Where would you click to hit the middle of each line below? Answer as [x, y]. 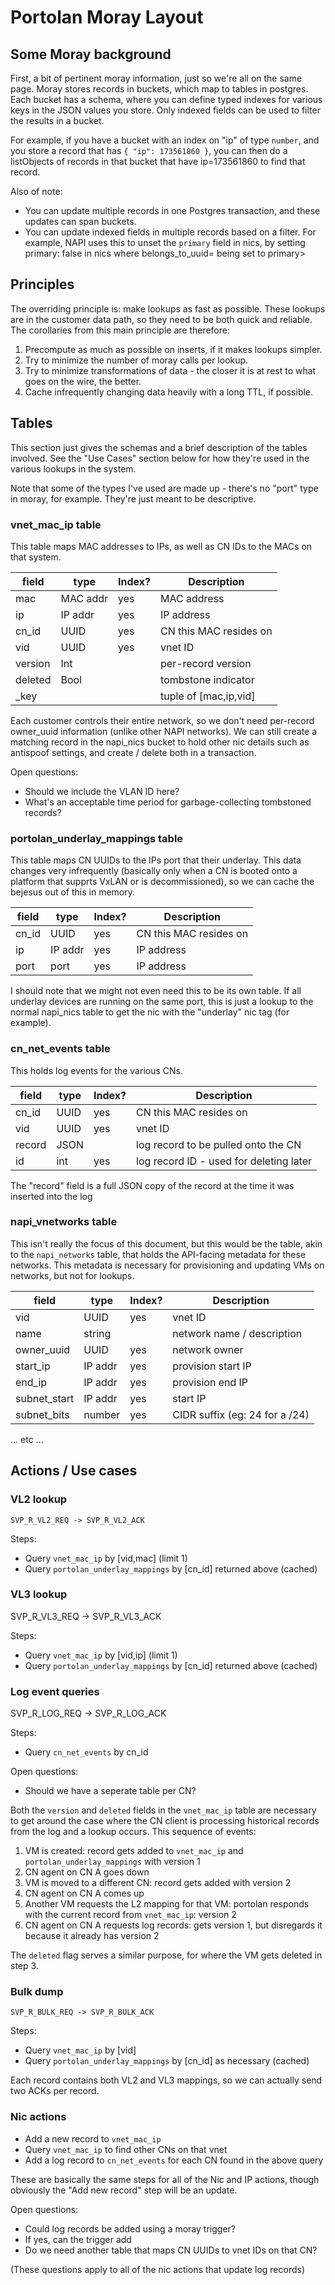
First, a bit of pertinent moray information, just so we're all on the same [156, 78]
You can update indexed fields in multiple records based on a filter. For [170, 232]
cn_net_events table [60, 1049]
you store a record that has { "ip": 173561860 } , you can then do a [149, 150]
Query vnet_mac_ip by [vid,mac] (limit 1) [106, 1558]
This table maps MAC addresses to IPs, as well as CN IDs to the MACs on [161, 546]
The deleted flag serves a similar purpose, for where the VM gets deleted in [166, 1955]
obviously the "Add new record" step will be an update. [124, 2190]
